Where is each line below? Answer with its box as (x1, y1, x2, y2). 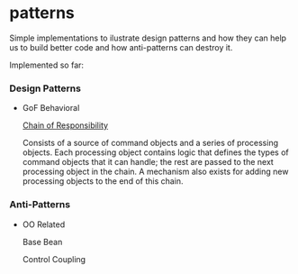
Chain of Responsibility (22, 120, 109, 131)
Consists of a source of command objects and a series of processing (22, 138, 279, 149)
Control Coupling (22, 253, 86, 264)
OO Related (22, 219, 66, 230)
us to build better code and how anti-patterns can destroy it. (9, 41, 233, 52)
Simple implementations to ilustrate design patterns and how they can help (9, 32, 286, 43)
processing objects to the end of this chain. (22, 176, 184, 187)
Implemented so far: (9, 59, 84, 70)
